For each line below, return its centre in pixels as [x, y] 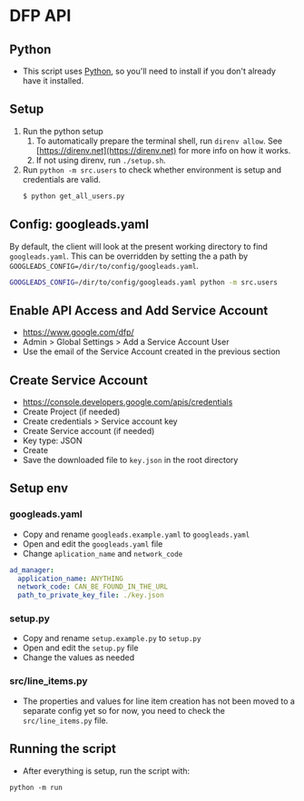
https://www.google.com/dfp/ [78, 332]
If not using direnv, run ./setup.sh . [101, 160]
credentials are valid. [62, 179]
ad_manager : [32, 570]
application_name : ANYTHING [71, 578]
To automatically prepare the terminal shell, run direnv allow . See [159, 141]
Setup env [39, 488]
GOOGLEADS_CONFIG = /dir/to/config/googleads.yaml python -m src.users [144, 282]
